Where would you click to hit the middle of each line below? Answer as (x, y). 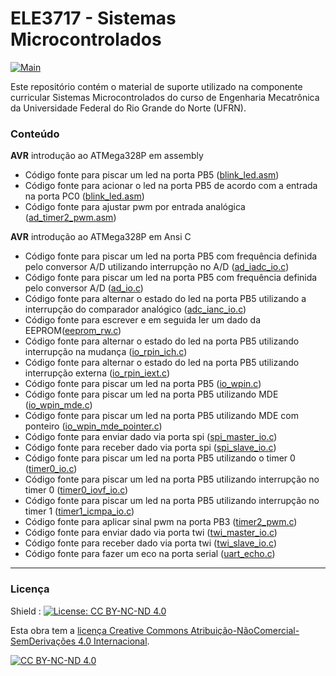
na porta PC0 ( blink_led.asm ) (84, 196)
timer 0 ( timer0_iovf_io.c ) (76, 490)
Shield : (26, 611)
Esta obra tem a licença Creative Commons (99, 630)
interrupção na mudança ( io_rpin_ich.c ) (106, 352)
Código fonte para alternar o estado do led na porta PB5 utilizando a (165, 299)
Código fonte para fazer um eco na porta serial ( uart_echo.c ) (150, 554)
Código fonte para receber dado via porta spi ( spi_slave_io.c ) (150, 448)
